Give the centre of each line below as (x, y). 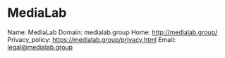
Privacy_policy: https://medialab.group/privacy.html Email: (92, 39)
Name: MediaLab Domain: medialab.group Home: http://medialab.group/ (112, 32)
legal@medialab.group (40, 47)
